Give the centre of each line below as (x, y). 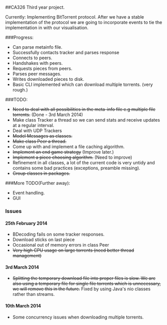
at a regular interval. (33, 125)
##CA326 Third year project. (35, 7)
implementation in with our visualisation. (47, 28)
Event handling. (29, 193)
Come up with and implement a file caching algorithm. (68, 147)
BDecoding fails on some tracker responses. (58, 234)
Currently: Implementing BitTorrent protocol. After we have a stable (75, 17)
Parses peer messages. (37, 74)
